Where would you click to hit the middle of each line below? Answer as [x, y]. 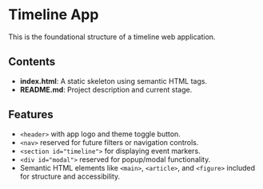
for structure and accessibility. [70, 176]
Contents [32, 62]
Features [31, 114]
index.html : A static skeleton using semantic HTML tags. [114, 81]
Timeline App [54, 15]
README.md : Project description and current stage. [106, 89]
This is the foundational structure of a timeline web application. [112, 37]
